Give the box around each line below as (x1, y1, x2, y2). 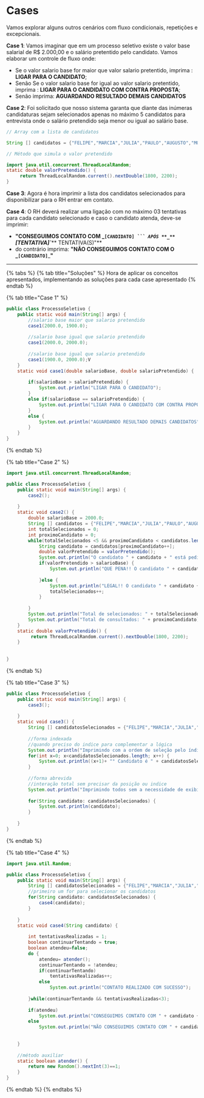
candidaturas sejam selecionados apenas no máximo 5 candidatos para (6, 111, 186, 118)
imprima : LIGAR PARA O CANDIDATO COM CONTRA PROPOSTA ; (15, 86, 181, 93)
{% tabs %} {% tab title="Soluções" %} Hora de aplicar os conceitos (6, 270, 178, 277)
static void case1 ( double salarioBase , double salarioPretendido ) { (17, 368, 194, 374)
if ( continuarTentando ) (38, 967, 97, 974)
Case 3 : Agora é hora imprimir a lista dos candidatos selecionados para (6, 189, 185, 197)
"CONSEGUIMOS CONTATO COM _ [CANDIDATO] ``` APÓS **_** (15, 233, 175, 240)
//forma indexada (28, 735, 72, 742)
